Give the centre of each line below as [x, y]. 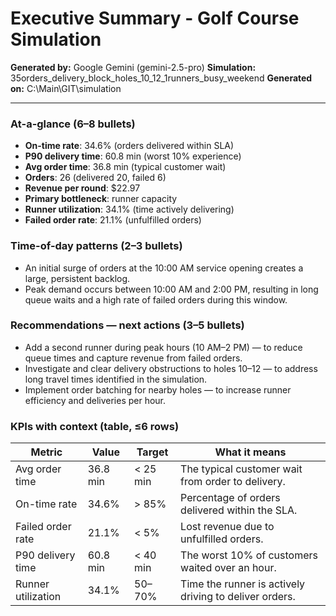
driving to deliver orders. [238, 597]
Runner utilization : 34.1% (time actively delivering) [129, 209]
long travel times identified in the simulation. [116, 379]
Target [152, 452]
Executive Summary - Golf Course [155, 18]
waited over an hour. [228, 568]
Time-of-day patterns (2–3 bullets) [96, 246]
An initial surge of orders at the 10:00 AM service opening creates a [164, 268]
